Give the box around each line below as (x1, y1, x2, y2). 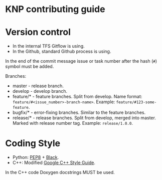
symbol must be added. (5, 64, 54, 70)
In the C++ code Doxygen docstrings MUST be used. (5, 169, 115, 175)
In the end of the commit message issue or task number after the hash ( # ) (5, 58, 157, 64)
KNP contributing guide (5, 4, 105, 15)
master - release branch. (12, 83, 64, 89)
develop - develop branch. (12, 88, 68, 94)
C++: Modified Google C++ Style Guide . (12, 159, 95, 166)
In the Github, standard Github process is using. (12, 49, 111, 55)
